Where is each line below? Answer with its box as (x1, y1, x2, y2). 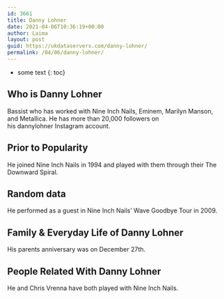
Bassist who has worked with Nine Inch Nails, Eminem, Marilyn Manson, (7, 107, 214, 115)
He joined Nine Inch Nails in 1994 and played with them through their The (7, 160, 217, 169)
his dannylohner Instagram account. (7, 121, 111, 130)
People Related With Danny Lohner (7, 266, 161, 277)
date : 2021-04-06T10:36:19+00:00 (7, 23, 104, 30)
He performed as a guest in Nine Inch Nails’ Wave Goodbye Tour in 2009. (7, 206, 218, 215)
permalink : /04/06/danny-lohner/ (7, 49, 104, 56)
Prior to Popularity (7, 142, 88, 154)
